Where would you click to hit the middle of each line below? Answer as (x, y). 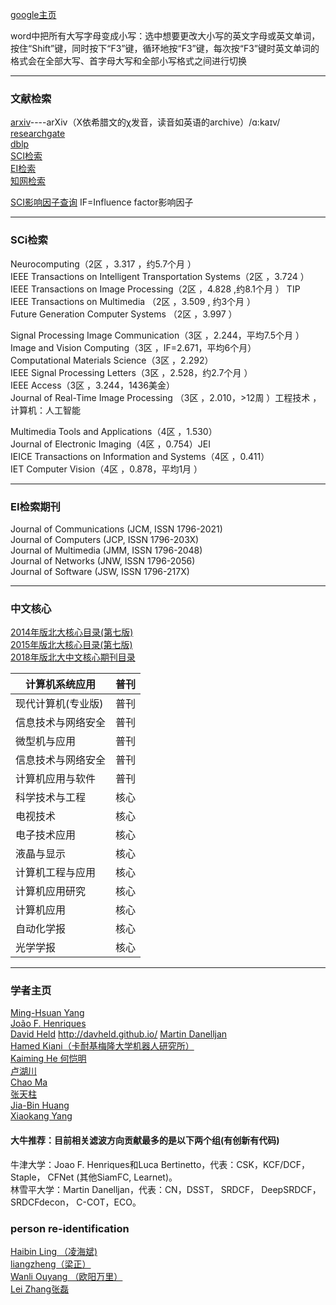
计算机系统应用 (61, 685)
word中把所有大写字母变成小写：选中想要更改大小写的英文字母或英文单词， (165, 36)
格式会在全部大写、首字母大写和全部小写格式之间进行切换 (128, 61)
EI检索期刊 (35, 506)
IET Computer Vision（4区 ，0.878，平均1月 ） (106, 469)
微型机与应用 (46, 741)
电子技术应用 (46, 835)
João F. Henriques (48, 1024)
